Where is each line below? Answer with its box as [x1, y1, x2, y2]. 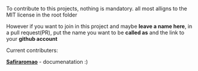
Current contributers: [6, 47, 59, 54]
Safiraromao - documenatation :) [6, 59, 89, 65]
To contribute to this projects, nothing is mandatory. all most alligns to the [6, 5, 187, 12]
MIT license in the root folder [6, 11, 78, 18]
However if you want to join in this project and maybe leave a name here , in [6, 23, 193, 30]
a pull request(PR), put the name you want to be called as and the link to [6, 29, 184, 36]
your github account [6, 35, 58, 42]
